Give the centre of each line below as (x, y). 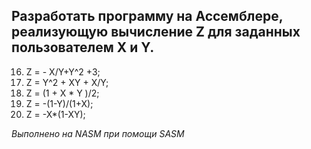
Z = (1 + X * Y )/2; (62, 93)
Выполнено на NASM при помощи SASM (98, 133)
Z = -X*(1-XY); (55, 114)
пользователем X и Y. (83, 47)
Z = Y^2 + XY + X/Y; (67, 82)
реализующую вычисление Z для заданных (156, 32)
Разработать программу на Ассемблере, (147, 16)
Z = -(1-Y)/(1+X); (59, 103)
